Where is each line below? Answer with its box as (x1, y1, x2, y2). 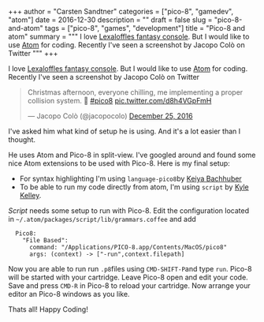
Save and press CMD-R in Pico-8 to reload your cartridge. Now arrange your (8, 281, 251, 290)
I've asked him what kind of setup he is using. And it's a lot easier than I (8, 126, 241, 136)
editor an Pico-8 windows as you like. (8, 290, 130, 298)
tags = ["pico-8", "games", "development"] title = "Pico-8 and (44, 24, 246, 32)
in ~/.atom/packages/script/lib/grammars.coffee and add (8, 215, 197, 223)
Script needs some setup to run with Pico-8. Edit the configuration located (8, 206, 250, 215)
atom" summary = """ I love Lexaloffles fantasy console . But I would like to (8, 32, 250, 41)
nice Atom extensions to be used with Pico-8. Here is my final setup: (8, 159, 230, 168)
